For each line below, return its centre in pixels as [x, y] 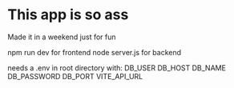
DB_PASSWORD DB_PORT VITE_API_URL [75, 76]
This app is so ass [68, 15]
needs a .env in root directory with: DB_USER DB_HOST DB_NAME [117, 68]
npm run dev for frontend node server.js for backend [95, 52]
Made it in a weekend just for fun [62, 37]
